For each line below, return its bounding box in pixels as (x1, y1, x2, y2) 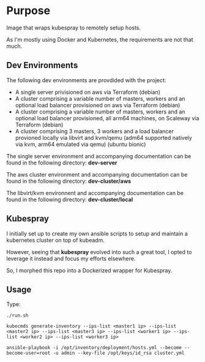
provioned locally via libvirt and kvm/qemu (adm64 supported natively (15, 134, 193, 141)
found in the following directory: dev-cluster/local (6, 196, 133, 203)
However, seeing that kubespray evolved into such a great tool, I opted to (6, 248, 192, 255)
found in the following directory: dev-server (6, 159, 117, 166)
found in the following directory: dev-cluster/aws (6, 177, 132, 185)
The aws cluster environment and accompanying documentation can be (6, 171, 188, 178)
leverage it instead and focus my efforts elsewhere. (6, 255, 136, 262)
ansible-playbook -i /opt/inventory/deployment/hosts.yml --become (6, 345, 182, 351)
